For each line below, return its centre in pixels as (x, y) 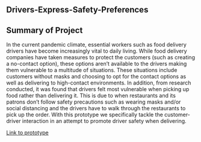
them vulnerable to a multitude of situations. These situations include (92, 70)
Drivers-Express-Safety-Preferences (77, 10)
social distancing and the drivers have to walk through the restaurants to (96, 108)
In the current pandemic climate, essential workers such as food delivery (96, 45)
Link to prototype (28, 133)
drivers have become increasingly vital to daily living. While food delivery (97, 51)
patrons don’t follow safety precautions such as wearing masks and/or (94, 102)
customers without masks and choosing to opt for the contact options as (96, 77)
